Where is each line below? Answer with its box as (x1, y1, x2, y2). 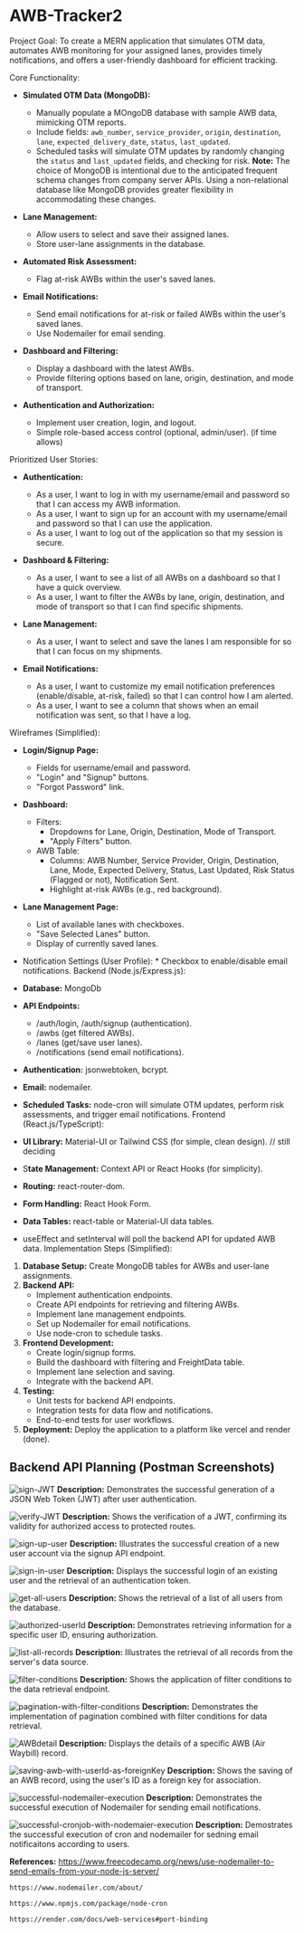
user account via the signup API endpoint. (9, 1547, 166, 1558)
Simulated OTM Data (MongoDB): (22, 90, 151, 100)
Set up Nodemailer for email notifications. (35, 1318, 192, 1328)
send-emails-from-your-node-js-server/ (9, 1865, 160, 1876)
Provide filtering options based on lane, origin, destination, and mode (35, 372, 294, 383)
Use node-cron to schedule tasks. (35, 1328, 163, 1338)
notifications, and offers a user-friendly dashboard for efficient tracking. (9, 54, 278, 65)
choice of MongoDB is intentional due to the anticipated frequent (35, 165, 278, 176)
